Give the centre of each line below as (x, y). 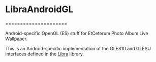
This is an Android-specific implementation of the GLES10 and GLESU (78, 48)
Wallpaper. (17, 39)
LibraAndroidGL (39, 9)
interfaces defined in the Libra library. (45, 54)
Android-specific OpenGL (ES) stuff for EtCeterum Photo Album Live (77, 33)
